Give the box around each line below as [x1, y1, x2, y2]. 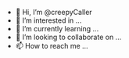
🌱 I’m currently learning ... [15, 24, 99, 33]
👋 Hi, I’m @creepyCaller [15, 8, 92, 16]
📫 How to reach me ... [15, 42, 88, 50]
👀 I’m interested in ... [15, 16, 82, 25]
